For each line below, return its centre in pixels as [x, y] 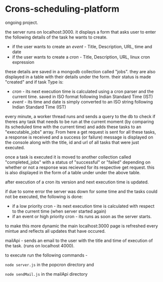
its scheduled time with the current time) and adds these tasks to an [73, 127]
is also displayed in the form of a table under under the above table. [73, 172]
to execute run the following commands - [46, 255]
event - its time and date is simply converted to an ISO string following [82, 101]
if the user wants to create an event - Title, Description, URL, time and [82, 46]
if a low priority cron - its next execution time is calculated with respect [83, 206]
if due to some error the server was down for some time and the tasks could [81, 191]
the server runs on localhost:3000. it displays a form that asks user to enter [81, 32]
